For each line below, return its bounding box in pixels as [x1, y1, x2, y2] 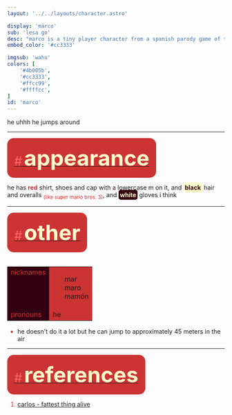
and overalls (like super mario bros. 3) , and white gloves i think [7, 191, 177, 201]
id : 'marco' [7, 99, 41, 106]
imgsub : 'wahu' [7, 54, 51, 61]
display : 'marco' [7, 22, 57, 30]
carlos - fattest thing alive [17, 400, 91, 408]
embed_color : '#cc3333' [7, 42, 76, 49]
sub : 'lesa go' [7, 29, 51, 36]
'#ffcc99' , [19, 80, 51, 87]
